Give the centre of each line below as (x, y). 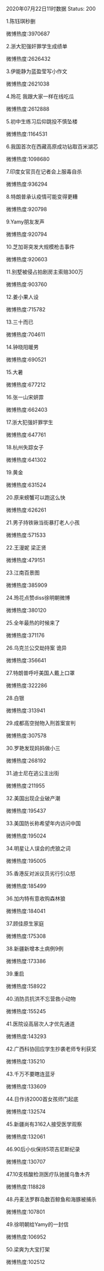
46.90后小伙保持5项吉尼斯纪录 (43, 1149)
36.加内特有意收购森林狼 (36, 899)
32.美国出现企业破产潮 (33, 798)
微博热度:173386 (26, 961)
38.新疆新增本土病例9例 (35, 949)
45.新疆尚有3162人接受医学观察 (44, 1124)
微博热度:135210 (26, 1061)
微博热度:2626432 (28, 59)
